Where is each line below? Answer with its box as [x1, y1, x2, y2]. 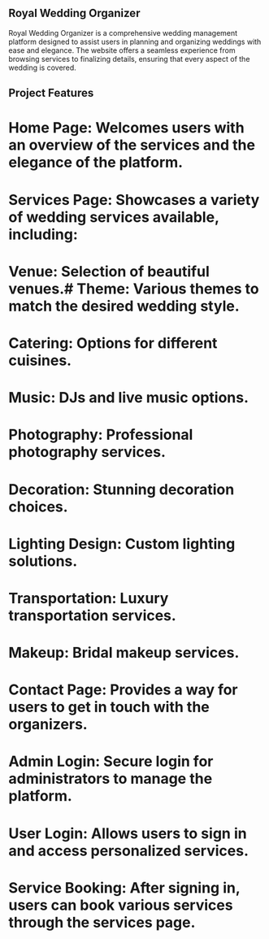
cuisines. [8, 351, 72, 369]
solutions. [8, 552, 78, 570]
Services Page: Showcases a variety [8, 190, 260, 209]
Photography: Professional [8, 426, 193, 444]
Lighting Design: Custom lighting [8, 534, 236, 553]
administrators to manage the [8, 770, 213, 788]
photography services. [8, 443, 167, 462]
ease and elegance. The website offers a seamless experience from [8, 45, 236, 55]
